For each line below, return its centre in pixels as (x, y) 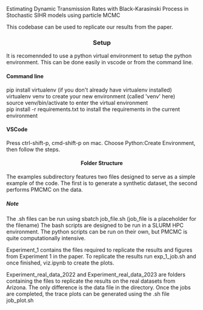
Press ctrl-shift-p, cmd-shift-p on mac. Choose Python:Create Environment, (101, 143)
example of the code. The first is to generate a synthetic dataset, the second (102, 183)
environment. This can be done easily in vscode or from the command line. (100, 62)
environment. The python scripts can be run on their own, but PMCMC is (97, 231)
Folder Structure (102, 163)
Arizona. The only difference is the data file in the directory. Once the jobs (98, 287)
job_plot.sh (20, 300)
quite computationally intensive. (46, 238)
